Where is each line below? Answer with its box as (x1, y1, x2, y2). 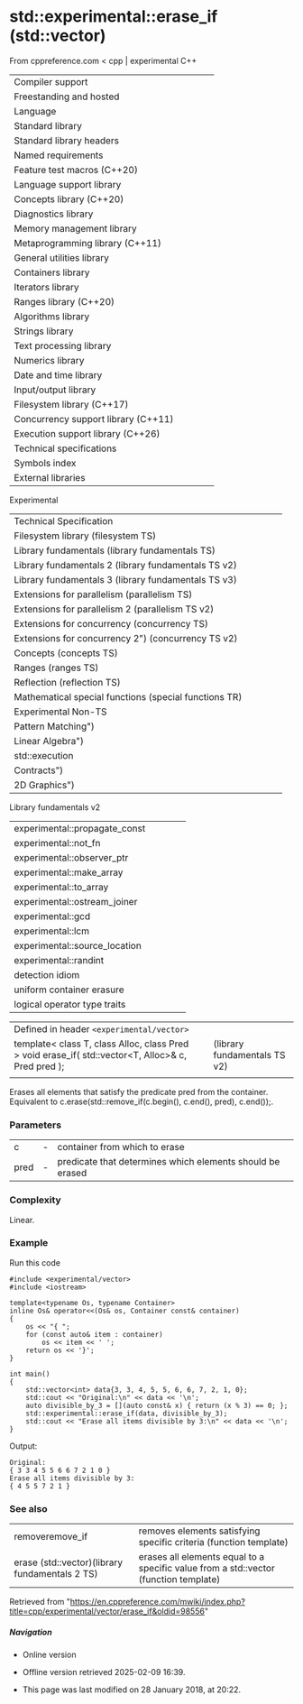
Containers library (14, 266, 90, 279)
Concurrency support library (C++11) (14, 412, 174, 425)
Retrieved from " (9, 1597, 70, 1607)
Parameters (9, 1119, 61, 1131)
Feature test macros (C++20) (14, 163, 138, 176)
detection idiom (14, 968, 80, 981)
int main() (9, 1369, 50, 1378)
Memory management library (14, 222, 137, 235)
